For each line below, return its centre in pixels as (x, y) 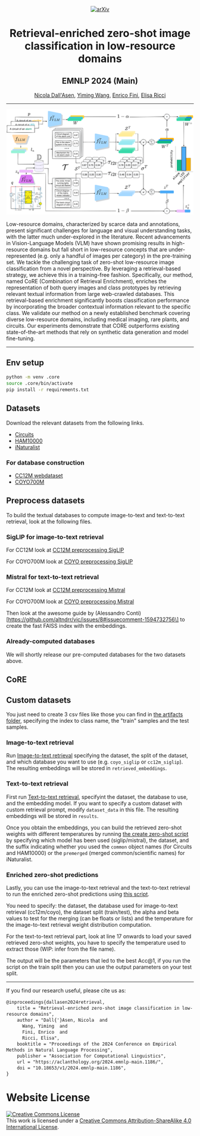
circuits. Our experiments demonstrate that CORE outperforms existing (93, 325)
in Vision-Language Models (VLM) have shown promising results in (88, 243)
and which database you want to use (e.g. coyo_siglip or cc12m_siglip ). (95, 762)
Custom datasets (39, 700)
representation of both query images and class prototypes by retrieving (94, 288)
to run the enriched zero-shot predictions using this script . (78, 894)
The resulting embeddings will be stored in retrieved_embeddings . (87, 768)
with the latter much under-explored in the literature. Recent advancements (99, 237)
